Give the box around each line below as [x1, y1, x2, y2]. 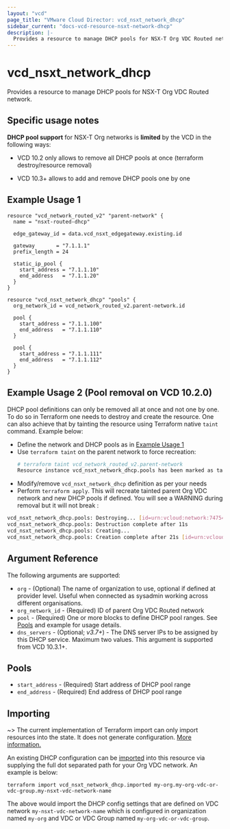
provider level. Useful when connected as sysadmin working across [16, 591, 209, 600]
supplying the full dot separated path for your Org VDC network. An [7, 761, 198, 769]
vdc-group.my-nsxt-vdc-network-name [7, 788, 112, 795]
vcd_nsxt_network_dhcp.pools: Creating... [7, 527, 130, 534]
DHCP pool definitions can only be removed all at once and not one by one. [7, 405, 220, 413]
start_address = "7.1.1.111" [19, 350, 103, 357]
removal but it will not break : [16, 501, 99, 509]
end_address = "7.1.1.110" [19, 326, 103, 333]
